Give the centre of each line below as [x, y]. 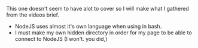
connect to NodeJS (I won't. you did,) [61, 39]
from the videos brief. [33, 15]
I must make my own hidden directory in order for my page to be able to [103, 33]
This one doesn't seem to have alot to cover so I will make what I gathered [98, 9]
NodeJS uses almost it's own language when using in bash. [88, 26]
